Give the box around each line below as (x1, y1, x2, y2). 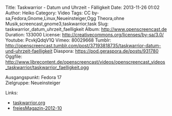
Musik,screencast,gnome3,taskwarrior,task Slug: (5, 21, 109, 27)
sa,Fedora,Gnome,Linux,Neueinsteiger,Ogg (5, 15, 97, 21)
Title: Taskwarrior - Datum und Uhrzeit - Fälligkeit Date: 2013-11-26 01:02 (5, 5, 160, 10)
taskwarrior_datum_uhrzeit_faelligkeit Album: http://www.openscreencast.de (5, 26, 167, 32)
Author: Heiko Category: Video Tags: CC (5, 10, 91, 16)
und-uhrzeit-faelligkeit (5, 48, 53, 54)
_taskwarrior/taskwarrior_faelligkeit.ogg (5, 64, 89, 70)
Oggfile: (5, 53, 23, 60)
